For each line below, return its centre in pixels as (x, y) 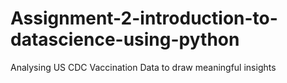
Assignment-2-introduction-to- (144, 18)
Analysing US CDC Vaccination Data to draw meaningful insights (143, 67)
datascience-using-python (125, 39)
